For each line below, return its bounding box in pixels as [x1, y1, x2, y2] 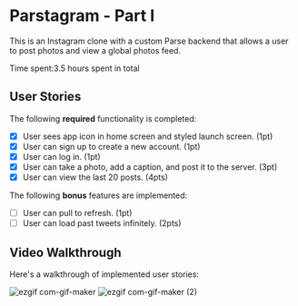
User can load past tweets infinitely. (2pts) [22, 218, 182, 229]
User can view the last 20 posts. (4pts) [22, 172, 168, 183]
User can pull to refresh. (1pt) [22, 208, 133, 219]
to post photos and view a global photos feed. [9, 44, 182, 55]
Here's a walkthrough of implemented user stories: [9, 269, 200, 280]
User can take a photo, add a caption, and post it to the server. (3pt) [22, 161, 278, 173]
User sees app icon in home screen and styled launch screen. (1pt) [22, 131, 273, 142]
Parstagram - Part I [9, 5, 155, 26]
